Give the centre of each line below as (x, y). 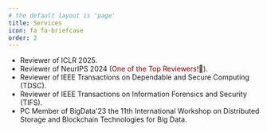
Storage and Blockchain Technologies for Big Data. (103, 119)
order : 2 (23, 38)
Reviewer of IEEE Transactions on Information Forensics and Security (133, 94)
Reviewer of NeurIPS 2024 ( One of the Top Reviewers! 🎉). (114, 69)
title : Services (35, 23)
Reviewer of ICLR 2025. (59, 60)
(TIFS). (31, 103)
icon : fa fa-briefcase (46, 30)
